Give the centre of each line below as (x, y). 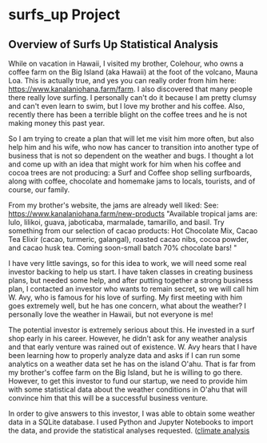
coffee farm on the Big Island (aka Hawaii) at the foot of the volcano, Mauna (133, 72)
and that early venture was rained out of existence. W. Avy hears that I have (133, 347)
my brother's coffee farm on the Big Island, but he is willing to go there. (126, 373)
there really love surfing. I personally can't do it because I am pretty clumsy (133, 97)
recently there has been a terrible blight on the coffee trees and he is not (128, 115)
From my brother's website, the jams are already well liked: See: (114, 205)
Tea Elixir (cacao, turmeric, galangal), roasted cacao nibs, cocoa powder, (129, 239)
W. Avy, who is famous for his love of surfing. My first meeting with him (125, 297)
